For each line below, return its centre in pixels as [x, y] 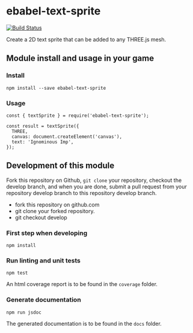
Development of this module [60, 166]
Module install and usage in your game [80, 58]
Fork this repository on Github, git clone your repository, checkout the [94, 180]
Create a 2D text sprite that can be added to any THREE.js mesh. [86, 39]
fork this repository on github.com [57, 204]
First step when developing [47, 233]
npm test [17, 273]
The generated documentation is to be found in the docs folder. [84, 323]
